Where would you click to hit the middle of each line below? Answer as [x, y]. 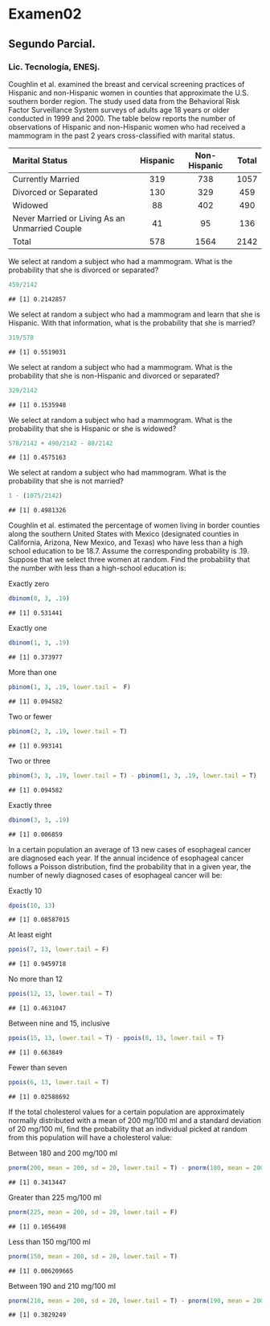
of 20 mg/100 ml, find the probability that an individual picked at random [128, 1129]
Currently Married [46, 179]
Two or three [29, 760]
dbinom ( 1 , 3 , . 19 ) [39, 643]
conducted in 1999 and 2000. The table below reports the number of [122, 118]
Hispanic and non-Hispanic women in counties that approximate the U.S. [129, 93]
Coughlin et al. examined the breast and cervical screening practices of [127, 84]
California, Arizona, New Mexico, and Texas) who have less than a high [126, 543]
